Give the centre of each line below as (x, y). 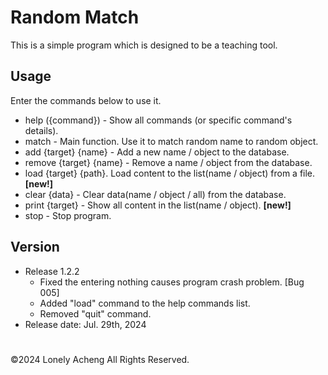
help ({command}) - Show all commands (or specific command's (158, 120)
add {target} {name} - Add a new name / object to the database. (157, 152)
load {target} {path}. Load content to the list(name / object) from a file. (170, 173)
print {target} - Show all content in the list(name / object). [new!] (158, 205)
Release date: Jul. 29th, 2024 (85, 324)
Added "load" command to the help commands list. (145, 303)
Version (35, 247)
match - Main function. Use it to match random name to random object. (171, 141)
